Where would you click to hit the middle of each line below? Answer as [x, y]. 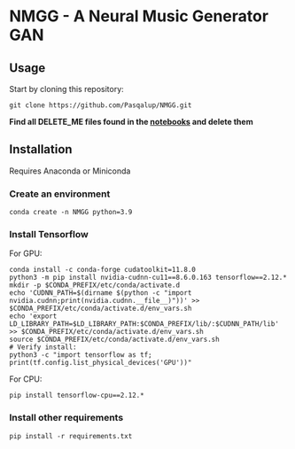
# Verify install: [43, 347]
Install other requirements [66, 418]
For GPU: [26, 253]
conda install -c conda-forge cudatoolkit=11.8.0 [103, 270]
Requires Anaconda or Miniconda [70, 171]
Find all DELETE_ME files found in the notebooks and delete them [132, 122]
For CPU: [26, 379]
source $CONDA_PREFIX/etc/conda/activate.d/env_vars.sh [114, 340]
